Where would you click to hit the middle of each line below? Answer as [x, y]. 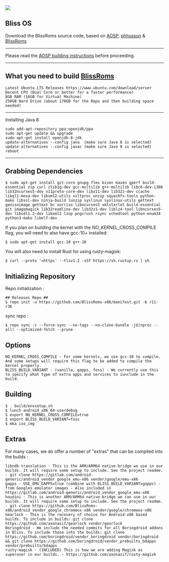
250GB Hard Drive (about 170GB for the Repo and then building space [80, 101]
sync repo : [17, 316]
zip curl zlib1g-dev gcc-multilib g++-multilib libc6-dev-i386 [95, 187]
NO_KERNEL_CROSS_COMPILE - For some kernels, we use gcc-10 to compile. [83, 357]
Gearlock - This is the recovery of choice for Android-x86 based [76, 514]
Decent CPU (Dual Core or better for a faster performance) [70, 92]
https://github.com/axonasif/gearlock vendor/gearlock [64, 523]
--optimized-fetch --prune [45, 330]
